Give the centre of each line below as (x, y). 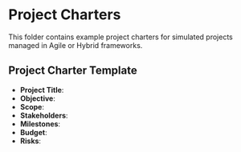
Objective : (38, 98)
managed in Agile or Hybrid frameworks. (76, 45)
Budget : (33, 132)
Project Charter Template (73, 71)
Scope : (32, 106)
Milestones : (40, 124)
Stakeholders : (44, 115)
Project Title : (42, 90)
